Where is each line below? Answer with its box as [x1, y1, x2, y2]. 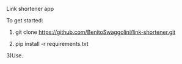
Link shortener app [6, 5, 54, 12]
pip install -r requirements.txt [15, 40, 89, 47]
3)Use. [6, 52, 23, 59]
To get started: [6, 17, 44, 24]
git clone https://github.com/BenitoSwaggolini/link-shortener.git [15, 28, 176, 36]
